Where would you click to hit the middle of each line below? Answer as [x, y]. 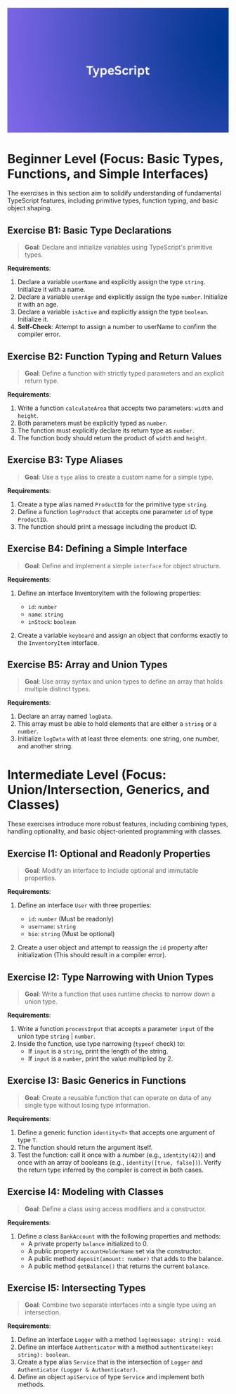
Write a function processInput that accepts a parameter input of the [116, 1029]
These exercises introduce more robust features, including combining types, [118, 824]
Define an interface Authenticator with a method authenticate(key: [116, 1347]
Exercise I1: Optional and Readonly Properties [109, 853]
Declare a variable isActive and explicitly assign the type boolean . [113, 312]
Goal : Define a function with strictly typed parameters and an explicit [124, 373]
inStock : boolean [52, 621]
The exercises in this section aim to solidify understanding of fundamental [114, 193]
